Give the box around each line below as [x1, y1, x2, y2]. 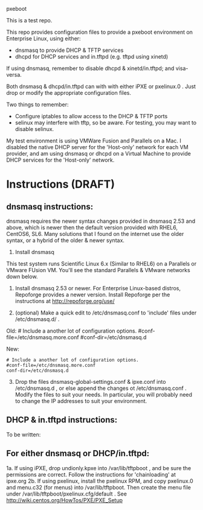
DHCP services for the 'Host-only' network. [6, 156, 115, 164]
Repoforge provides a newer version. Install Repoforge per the [14, 291, 170, 298]
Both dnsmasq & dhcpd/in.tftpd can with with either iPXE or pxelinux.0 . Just [6, 83, 196, 90]
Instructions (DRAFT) [6, 177, 115, 191]
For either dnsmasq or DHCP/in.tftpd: [6, 448, 150, 459]
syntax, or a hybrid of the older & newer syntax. [6, 237, 125, 244]
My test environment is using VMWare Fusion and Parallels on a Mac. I [6, 137, 181, 144]
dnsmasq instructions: [6, 202, 94, 212]
